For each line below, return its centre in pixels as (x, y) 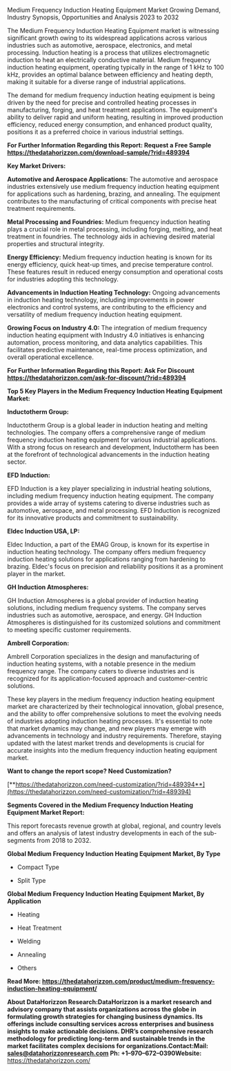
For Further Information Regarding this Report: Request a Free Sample (109, 145)
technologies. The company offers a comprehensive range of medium (106, 432)
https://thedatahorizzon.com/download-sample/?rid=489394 (99, 152)
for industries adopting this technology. (63, 279)
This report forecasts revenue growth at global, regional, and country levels (114, 826)
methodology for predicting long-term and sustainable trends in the (106, 1039)
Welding (29, 941)
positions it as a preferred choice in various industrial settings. (96, 132)
